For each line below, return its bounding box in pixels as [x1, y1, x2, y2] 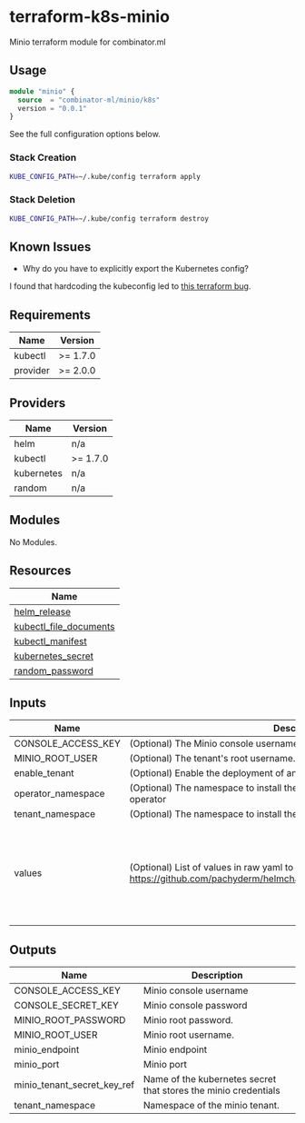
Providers [9, 395, 66, 411]
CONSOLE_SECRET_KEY [14, 999, 120, 1012]
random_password [14, 664, 93, 677]
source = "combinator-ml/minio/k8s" [17, 95, 161, 104]
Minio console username [143, 984, 249, 997]
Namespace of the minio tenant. [143, 1099, 280, 1112]
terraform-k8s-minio [9, 6, 171, 27]
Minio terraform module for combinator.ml [9, 36, 166, 47]
